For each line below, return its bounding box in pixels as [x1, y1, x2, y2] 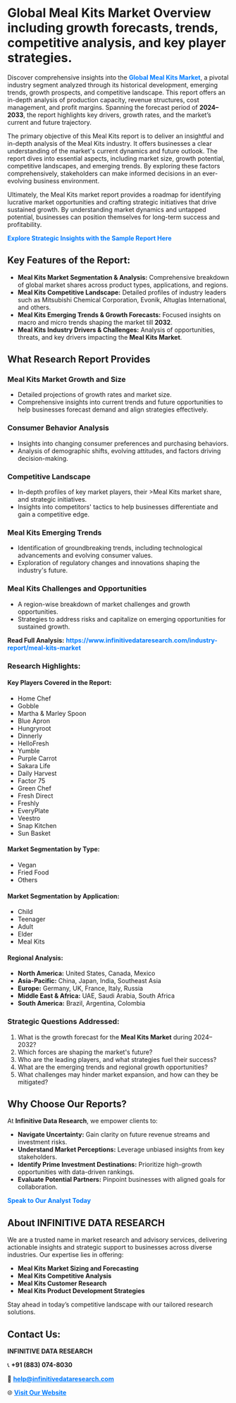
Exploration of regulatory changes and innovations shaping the [17, 559, 200, 567]
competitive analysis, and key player [7, 35, 227, 51]
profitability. [7, 220, 42, 228]
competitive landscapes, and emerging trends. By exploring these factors [7, 161, 221, 170]
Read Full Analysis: [7, 636, 65, 644]
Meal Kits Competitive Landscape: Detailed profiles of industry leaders [17, 288, 227, 297]
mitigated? [17, 1077, 49, 1086]
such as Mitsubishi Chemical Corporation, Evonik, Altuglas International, [17, 295, 227, 304]
